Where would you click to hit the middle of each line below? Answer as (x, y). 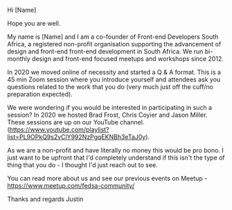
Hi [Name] (22, 10)
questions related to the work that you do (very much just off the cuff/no (110, 87)
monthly (19, 59)
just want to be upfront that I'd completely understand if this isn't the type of (116, 157)
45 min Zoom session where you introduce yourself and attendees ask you (114, 79)
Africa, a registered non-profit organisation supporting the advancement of (114, 44)
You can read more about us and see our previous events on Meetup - (107, 178)
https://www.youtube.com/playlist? (59, 130)
